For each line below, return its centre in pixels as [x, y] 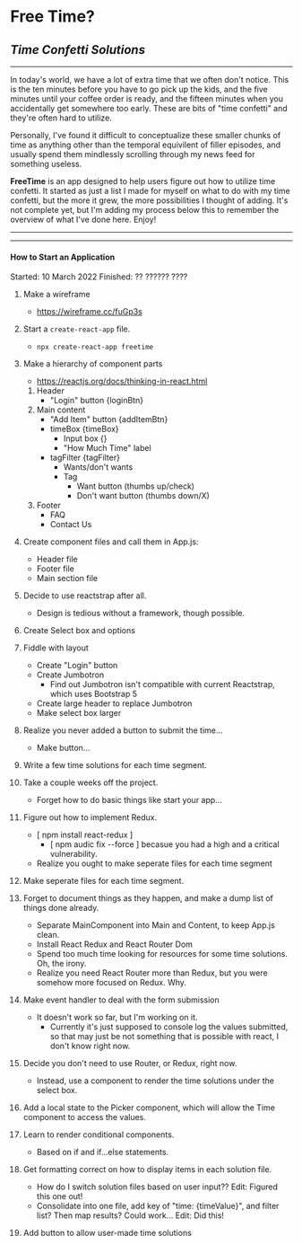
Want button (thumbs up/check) [136, 486]
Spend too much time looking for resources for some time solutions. [162, 954]
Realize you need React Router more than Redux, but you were [152, 973]
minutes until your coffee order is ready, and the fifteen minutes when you [147, 99]
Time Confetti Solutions [78, 50]
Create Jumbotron [70, 675]
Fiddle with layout [56, 648]
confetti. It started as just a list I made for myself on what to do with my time [150, 191]
